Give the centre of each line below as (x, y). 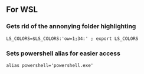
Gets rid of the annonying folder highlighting (71, 26)
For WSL (22, 10)
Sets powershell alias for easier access (63, 53)
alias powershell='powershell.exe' (50, 65)
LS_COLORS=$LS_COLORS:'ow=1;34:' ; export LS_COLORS (72, 38)
